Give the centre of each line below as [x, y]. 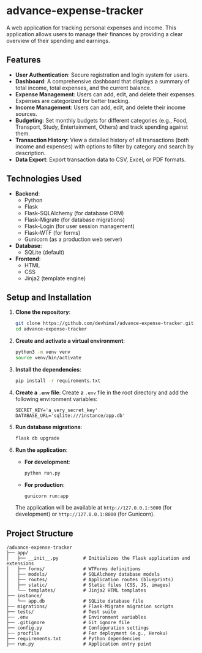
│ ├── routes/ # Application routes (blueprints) [90, 580]
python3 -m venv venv [43, 352]
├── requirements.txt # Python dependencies [73, 639]
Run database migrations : [49, 427]
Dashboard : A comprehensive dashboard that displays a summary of [102, 81]
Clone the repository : [43, 312]
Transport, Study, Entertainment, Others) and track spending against [102, 127]
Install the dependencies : [48, 369]
